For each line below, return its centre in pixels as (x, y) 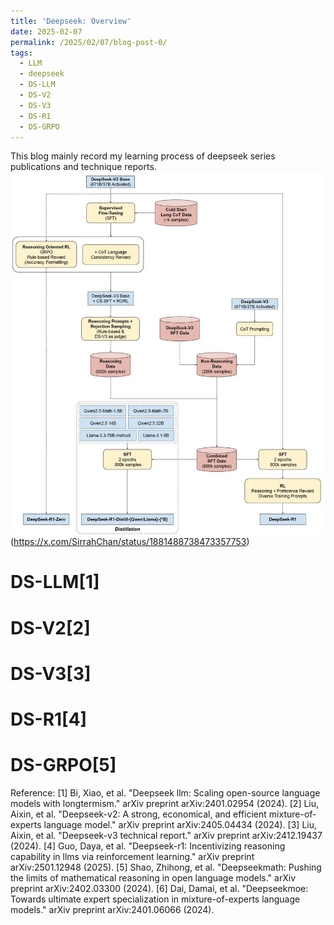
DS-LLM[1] (55, 582)
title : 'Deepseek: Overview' (71, 21)
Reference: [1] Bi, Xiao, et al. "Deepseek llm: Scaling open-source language (165, 792)
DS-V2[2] (50, 627)
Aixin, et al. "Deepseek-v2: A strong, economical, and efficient (138, 814)
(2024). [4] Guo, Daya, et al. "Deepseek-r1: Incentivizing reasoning (148, 846)
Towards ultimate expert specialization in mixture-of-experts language (155, 899)
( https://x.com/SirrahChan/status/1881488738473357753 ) (130, 542)
